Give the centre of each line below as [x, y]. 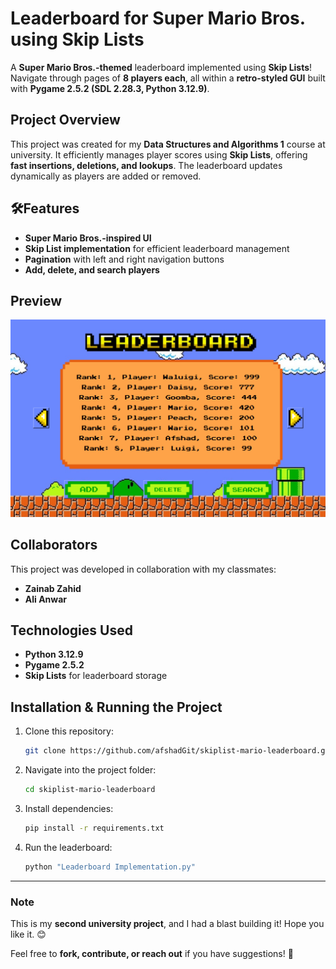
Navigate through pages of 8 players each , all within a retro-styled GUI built [168, 78]
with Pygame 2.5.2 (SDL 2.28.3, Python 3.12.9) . [110, 88]
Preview [36, 300]
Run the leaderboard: [68, 847]
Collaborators [54, 545]
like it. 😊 [28, 934]
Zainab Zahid [53, 588]
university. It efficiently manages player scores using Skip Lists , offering [159, 154]
